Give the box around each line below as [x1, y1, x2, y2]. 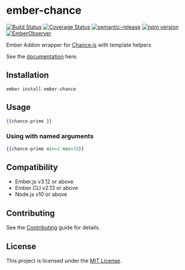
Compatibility [6, 162, 58, 172]
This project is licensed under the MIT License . [6, 257, 122, 265]
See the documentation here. [6, 53, 78, 60]
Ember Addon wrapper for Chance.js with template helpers [6, 41, 151, 48]
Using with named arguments [6, 132, 94, 140]
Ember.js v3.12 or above [14, 178, 74, 185]
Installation [6, 70, 49, 81]
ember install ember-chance [6, 86, 77, 92]
